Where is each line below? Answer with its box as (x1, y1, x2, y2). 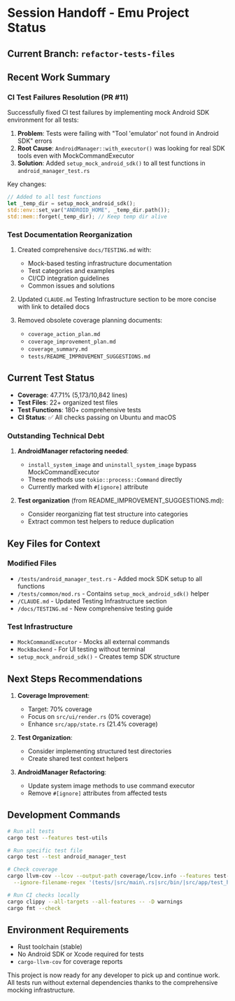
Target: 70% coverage (27, 705, 92, 713)
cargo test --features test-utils (7, 834, 108, 841)
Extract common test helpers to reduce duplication (27, 517, 175, 526)
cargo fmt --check (7, 904, 61, 911)
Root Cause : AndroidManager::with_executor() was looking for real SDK (17, 144, 225, 153)
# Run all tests (7, 827, 55, 834)
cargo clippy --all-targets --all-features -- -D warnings (7, 898, 183, 905)
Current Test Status (7, 372, 95, 384)
